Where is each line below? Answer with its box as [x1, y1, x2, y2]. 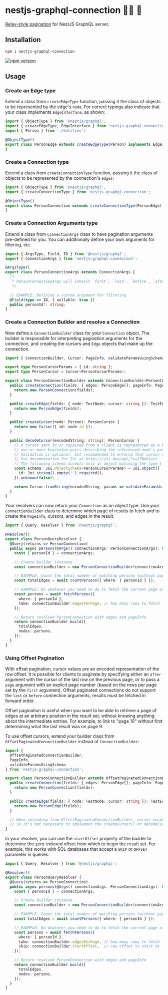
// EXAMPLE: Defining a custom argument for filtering [9, 292, 126, 297]
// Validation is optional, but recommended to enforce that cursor [14, 452, 160, 457]
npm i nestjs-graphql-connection [5, 49, 75, 54]
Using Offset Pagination [5, 654, 64, 661]
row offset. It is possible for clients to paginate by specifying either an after [5, 671, 161, 677]
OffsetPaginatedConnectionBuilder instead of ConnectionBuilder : [5, 739, 139, 744]
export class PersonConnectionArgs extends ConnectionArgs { [5, 270, 135, 275]
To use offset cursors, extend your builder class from [5, 733, 115, 739]
